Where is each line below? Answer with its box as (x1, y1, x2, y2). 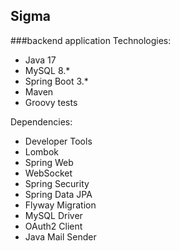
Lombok (24, 145, 60, 158)
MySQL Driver (24, 209, 83, 221)
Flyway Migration (24, 199, 97, 211)
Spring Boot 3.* (24, 75, 89, 87)
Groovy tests (24, 96, 78, 108)
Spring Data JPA (24, 188, 93, 200)
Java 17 (24, 54, 57, 66)
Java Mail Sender (24, 230, 97, 243)
